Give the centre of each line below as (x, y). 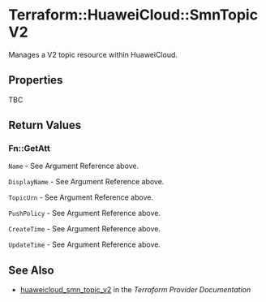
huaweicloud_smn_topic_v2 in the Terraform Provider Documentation (135, 290)
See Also (31, 270)
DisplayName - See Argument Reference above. (86, 182)
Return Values (45, 125)
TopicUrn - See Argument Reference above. (81, 197)
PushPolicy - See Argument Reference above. (84, 214)
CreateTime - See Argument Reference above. (84, 229)
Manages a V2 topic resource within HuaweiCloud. (93, 54)
